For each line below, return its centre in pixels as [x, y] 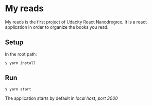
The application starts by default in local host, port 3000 [61, 98]
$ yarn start [18, 89]
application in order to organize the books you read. [57, 27]
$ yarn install [20, 63]
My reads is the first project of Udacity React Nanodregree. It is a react [76, 22]
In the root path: [21, 54]
